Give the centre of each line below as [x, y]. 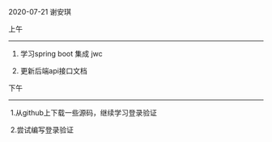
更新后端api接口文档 [53, 71]
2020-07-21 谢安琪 [40, 12]
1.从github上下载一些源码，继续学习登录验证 [84, 113]
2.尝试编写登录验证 [42, 130]
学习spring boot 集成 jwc [61, 54]
